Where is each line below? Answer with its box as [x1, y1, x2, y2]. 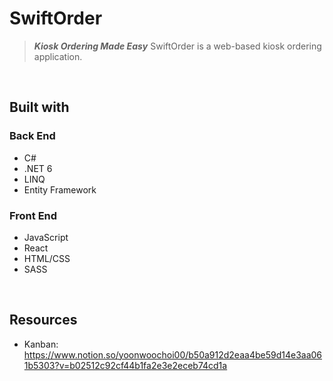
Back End [9, 129, 56, 143]
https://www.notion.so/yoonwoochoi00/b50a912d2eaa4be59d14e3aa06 [23, 348, 323, 361]
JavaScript [23, 231, 69, 243]
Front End [9, 208, 58, 222]
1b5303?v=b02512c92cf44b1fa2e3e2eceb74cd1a [23, 359, 228, 371]
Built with [9, 99, 70, 116]
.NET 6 [23, 162, 53, 174]
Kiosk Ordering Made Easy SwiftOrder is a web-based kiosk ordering [33, 40, 322, 52]
